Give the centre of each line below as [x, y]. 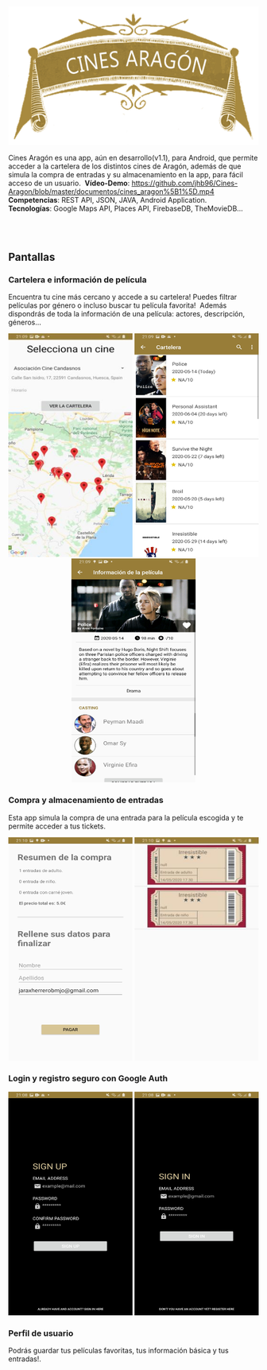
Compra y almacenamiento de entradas [86, 800]
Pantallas [32, 257]
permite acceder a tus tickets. [57, 826]
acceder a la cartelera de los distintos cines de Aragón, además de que [125, 166]
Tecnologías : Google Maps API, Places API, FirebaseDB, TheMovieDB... [126, 208]
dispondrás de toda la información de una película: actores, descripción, [126, 314]
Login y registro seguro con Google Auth [88, 1078]
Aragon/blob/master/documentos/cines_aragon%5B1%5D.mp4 [111, 191]
